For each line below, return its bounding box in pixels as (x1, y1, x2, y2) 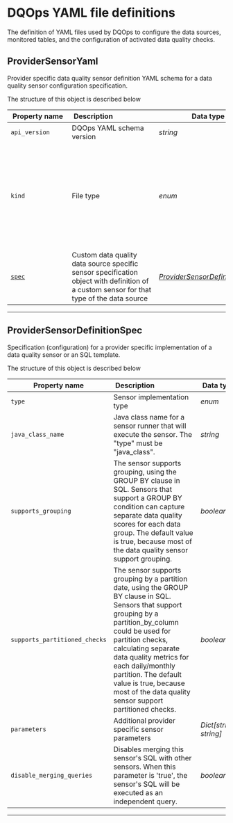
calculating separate (113, 644, 180, 653)
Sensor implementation (113, 392, 189, 401)
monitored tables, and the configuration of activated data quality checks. (7, 35, 215, 43)
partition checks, (113, 634, 169, 644)
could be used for (113, 626, 171, 636)
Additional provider (113, 715, 175, 725)
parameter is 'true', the (113, 770, 188, 780)
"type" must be (113, 438, 163, 448)
